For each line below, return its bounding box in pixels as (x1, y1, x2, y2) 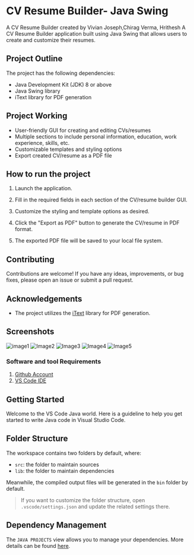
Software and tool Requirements (6, 357, 101, 365)
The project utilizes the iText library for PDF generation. (14, 310, 151, 316)
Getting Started (6, 394, 65, 405)
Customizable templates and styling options (14, 146, 122, 153)
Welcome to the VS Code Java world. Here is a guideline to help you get (6, 410, 183, 417)
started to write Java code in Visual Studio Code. (6, 416, 126, 423)
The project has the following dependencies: (6, 70, 116, 77)
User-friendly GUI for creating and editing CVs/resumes (14, 127, 151, 134)
